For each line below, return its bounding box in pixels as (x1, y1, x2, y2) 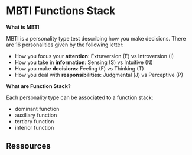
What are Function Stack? (6, 82, 71, 89)
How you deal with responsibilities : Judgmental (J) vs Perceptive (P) (14, 71, 184, 78)
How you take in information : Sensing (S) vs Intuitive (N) (14, 59, 153, 66)
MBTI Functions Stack (6, 4, 116, 18)
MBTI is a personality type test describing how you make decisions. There (6, 35, 186, 42)
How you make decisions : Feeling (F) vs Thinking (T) (14, 65, 144, 72)
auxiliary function (14, 112, 57, 119)
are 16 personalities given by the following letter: (6, 41, 124, 48)
